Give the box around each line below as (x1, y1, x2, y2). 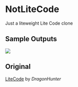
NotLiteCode (5, 4, 59, 15)
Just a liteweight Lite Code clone (5, 20, 73, 26)
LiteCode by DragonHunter (5, 75, 61, 81)
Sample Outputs (5, 35, 57, 43)
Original (5, 62, 31, 71)
